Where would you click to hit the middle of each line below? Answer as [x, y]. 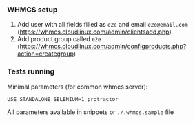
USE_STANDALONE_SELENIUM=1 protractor [63, 99]
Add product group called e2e [59, 39]
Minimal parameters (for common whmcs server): [78, 87]
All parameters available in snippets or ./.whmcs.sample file [91, 112]
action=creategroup [45, 54]
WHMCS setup [32, 10]
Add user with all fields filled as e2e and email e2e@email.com [102, 25]
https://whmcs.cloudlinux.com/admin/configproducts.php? [103, 47]
